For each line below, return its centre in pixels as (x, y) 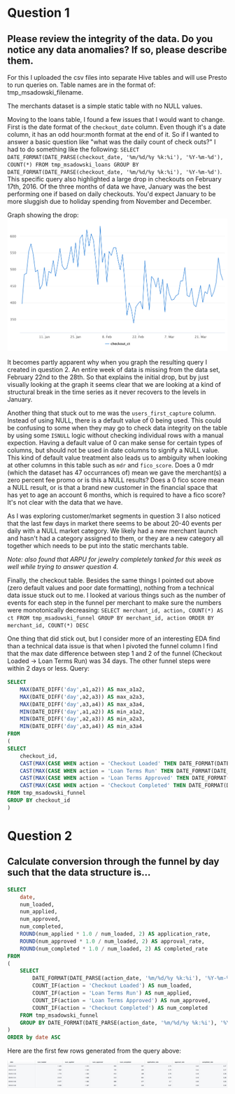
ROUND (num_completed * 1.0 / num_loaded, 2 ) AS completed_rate (114, 949)
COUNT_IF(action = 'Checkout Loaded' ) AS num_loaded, (112, 986)
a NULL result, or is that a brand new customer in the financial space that (113, 487)
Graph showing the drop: (43, 215)
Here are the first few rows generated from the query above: (94, 1051)
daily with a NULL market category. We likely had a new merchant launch (113, 531)
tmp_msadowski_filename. (45, 92)
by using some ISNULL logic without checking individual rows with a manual (115, 435)
